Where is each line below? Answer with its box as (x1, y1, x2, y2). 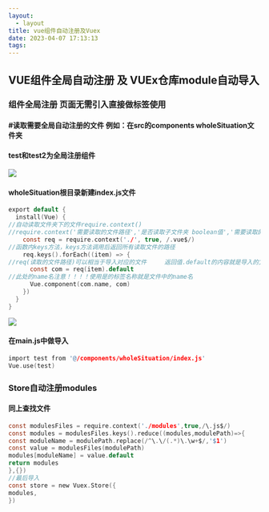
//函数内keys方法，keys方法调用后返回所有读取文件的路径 (8, 243, 176, 251)
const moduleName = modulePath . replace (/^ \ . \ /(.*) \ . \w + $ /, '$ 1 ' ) (8, 437, 227, 445)
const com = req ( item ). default (29, 265, 134, 273)
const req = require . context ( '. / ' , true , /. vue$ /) (22, 236, 195, 244)
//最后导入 (8, 474, 40, 482)
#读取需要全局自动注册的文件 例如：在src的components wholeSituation (8, 121, 248, 131)
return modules (8, 459, 59, 467)
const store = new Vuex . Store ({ (8, 482, 116, 490)
